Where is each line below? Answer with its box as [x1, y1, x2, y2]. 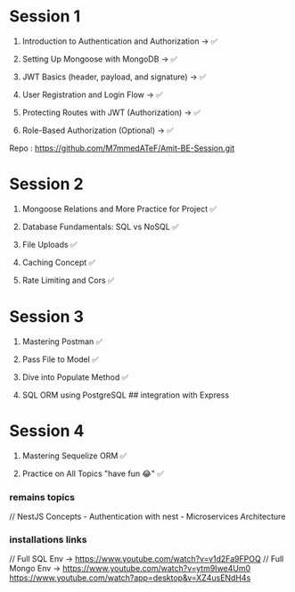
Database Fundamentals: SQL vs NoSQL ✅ [21, 221, 180, 232]
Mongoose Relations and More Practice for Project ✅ [21, 203, 217, 214]
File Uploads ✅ [21, 239, 78, 250]
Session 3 [9, 307, 85, 327]
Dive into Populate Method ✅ [21, 372, 129, 382]
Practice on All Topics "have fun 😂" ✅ [21, 468, 165, 479]
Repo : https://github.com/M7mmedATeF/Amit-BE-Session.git [9, 143, 235, 153]
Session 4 [9, 421, 85, 440]
